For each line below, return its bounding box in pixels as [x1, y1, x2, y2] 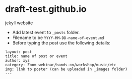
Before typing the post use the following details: [12, 39, 111, 45]
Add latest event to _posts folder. [12, 29, 80, 35]
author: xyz [5, 58, 30, 63]
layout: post [5, 49, 32, 54]
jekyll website [5, 20, 33, 26]
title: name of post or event [5, 53, 68, 59]
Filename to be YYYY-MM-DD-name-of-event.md [12, 35, 104, 40]
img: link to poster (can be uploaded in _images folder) [5, 67, 128, 72]
